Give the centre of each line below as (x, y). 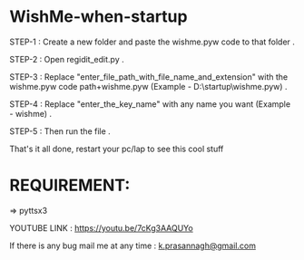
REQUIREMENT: (70, 185)
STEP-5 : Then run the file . (60, 131)
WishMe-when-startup (98, 17)
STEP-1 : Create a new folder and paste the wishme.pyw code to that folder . (152, 42)
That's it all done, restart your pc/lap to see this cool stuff (117, 149)
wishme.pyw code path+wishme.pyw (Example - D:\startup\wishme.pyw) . (148, 86)
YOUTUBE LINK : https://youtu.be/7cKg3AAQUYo (101, 227)
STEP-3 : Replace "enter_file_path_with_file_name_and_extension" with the (149, 77)
